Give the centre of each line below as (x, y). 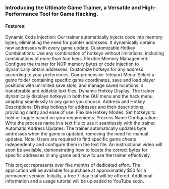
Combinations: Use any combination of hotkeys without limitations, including (85, 53)
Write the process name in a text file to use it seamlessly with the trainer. (81, 123)
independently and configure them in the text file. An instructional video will (84, 145)
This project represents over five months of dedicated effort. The (73, 165)
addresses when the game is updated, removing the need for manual (77, 134)
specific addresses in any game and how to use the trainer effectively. (78, 155)
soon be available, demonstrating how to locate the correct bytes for (76, 150)
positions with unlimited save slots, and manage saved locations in (74, 85)
